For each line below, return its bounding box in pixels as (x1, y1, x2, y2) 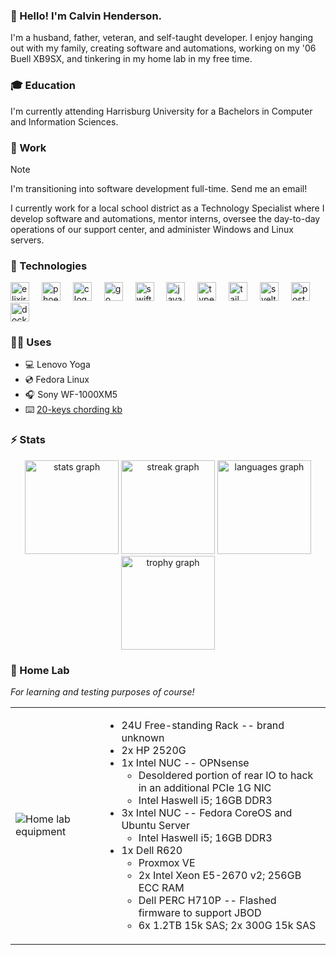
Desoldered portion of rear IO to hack (138, 769, 314, 783)
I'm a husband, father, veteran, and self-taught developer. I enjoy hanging (10, 32, 314, 44)
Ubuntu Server (121, 819, 190, 833)
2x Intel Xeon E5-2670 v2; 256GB (138, 869, 302, 883)
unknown (121, 731, 165, 745)
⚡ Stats (10, 433, 46, 447)
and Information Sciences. (10, 115, 119, 128)
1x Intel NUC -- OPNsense (121, 756, 250, 770)
